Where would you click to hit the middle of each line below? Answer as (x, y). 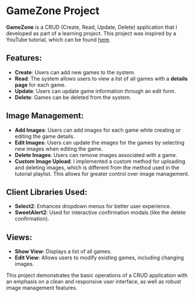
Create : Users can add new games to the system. (75, 72)
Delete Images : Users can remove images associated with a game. (96, 155)
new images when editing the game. (59, 149)
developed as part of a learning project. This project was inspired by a (91, 33)
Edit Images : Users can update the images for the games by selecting (99, 142)
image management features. (42, 288)
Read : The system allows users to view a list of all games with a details (101, 78)
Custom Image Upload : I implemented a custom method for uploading (100, 161)
